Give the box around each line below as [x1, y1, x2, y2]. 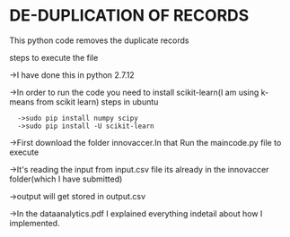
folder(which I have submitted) [9, 174, 123, 184]
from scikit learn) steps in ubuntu [36, 96, 159, 107]
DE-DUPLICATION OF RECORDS [9, 5, 250, 26]
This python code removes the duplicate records [9, 35, 189, 46]
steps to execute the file [9, 52, 99, 63]
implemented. [9, 217, 60, 228]
